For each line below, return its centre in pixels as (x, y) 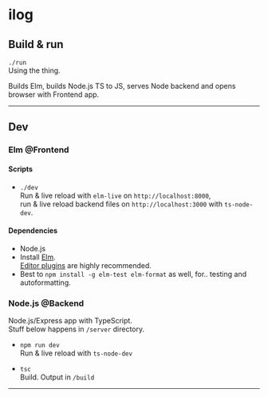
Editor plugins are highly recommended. (85, 265)
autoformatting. (45, 283)
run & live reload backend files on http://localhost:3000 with (121, 204)
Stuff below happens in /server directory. (77, 329)
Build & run (36, 44)
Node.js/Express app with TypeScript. (71, 321)
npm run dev (39, 346)
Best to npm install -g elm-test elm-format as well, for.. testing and (133, 274)
